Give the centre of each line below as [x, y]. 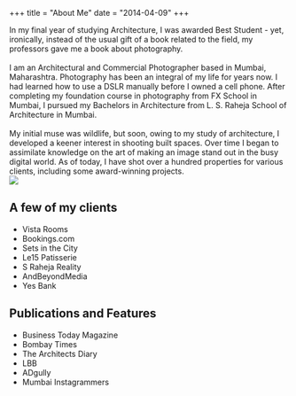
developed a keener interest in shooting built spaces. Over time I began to [144, 143]
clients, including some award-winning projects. [97, 171]
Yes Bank [39, 285]
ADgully [36, 372]
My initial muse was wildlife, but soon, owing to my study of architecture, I [144, 133]
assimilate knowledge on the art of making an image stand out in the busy [144, 152]
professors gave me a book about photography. [96, 49]
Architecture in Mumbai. [53, 115]
